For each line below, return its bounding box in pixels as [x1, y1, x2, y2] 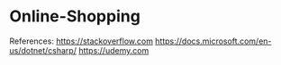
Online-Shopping [9, 6, 141, 27]
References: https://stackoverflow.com [9, 36, 153, 46]
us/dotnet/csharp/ [9, 45, 77, 55]
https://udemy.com [77, 45, 150, 55]
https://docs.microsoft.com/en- [154, 36, 272, 46]
